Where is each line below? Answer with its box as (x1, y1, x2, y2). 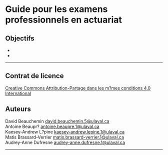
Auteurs (5, 105, 31, 113)
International (5, 90, 31, 96)
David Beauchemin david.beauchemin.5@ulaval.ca (5, 118, 109, 124)
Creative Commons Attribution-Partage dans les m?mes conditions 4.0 (5, 85, 151, 91)
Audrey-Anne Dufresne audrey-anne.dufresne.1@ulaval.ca (5, 139, 125, 145)
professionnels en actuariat (5, 14, 122, 25)
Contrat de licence (5, 71, 64, 80)
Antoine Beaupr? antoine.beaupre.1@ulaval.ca (5, 123, 100, 129)
